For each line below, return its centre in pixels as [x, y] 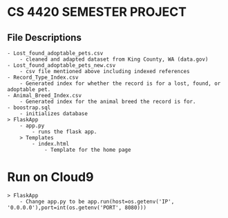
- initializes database [54, 114]
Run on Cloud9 [50, 177]
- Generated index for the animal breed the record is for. [108, 101]
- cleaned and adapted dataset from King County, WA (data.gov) [114, 59]
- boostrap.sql [29, 108]
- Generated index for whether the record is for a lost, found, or [120, 83]
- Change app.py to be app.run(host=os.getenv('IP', [97, 201]
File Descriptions [44, 38]
